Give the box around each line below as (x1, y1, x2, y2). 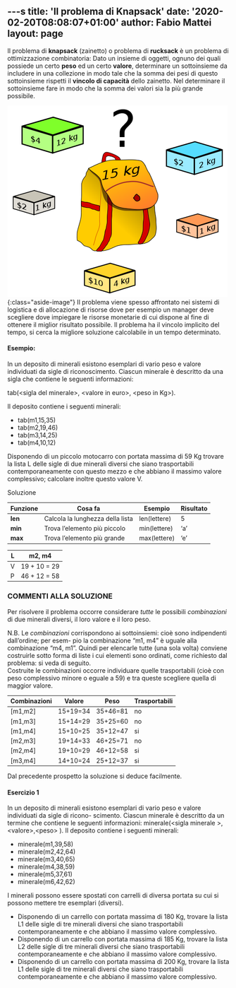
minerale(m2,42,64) (17, 847, 76, 856)
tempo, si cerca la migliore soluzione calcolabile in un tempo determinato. (7, 328, 221, 336)
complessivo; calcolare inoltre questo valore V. (7, 475, 143, 483)
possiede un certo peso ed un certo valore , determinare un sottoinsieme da (7, 61, 228, 70)
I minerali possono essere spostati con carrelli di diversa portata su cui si (7, 891, 219, 900)
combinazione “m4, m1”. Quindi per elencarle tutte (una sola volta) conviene (7, 643, 228, 652)
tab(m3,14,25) (17, 431, 58, 440)
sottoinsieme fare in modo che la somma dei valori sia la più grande (7, 84, 203, 93)
